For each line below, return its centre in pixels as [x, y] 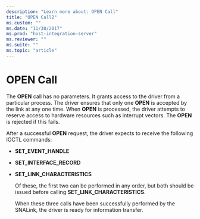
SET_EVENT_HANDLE [42, 151]
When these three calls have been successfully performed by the [95, 204]
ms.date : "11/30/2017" [34, 28]
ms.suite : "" [22, 45]
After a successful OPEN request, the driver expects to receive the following [100, 133]
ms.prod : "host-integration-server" [51, 34]
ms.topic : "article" [32, 51]
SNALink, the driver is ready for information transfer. [79, 209]
